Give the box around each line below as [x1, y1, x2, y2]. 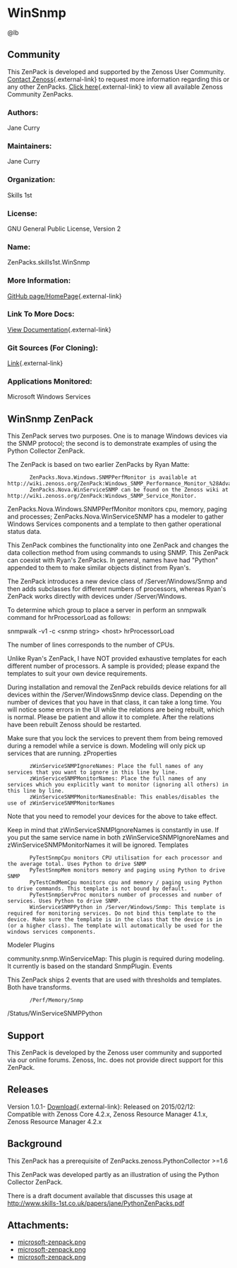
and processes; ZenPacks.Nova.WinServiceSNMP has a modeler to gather [7, 513, 224, 521]
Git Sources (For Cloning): [7, 343, 99, 353]
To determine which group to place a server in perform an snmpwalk [7, 606, 207, 614]
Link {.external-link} [7, 359, 63, 367]
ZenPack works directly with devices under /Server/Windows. [7, 592, 187, 601]
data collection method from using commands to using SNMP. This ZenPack [7, 549, 229, 557]
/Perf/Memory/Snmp [29, 996, 83, 1004]
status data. [7, 528, 42, 536]
